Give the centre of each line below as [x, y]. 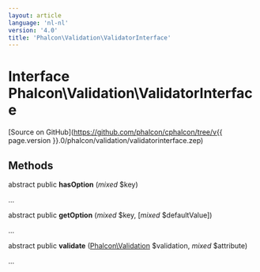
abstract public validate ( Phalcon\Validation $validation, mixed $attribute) [128, 246]
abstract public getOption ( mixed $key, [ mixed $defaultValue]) [110, 215]
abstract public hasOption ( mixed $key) [73, 184]
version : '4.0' [33, 30]
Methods [31, 166]
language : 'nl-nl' [38, 23]
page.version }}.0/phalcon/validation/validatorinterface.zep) [106, 141]
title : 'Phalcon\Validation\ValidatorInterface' [90, 38]
